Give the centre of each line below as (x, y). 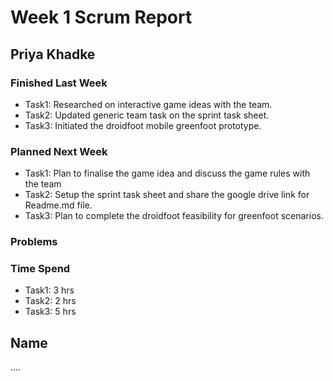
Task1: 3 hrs (49, 290)
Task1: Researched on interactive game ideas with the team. (148, 104)
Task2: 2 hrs (50, 301)
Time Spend (40, 269)
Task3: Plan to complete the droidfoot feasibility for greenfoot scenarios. (174, 216)
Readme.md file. (58, 205)
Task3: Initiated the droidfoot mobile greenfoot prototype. (143, 125)
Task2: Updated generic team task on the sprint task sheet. (147, 115)
